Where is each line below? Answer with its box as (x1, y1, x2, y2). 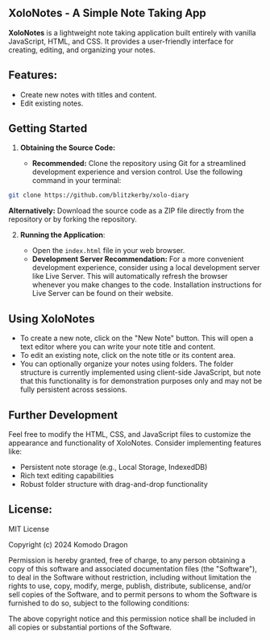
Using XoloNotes (8, 312, 95, 326)
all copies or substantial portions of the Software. (8, 622, 172, 632)
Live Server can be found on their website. (31, 289, 173, 298)
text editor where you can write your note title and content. (19, 342, 216, 351)
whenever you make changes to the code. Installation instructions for (31, 280, 262, 289)
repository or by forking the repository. (8, 214, 137, 224)
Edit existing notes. (19, 98, 84, 108)
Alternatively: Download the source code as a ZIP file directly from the (8, 206, 244, 216)
